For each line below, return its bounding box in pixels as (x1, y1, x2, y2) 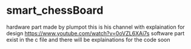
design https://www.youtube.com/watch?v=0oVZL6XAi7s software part (6, 29, 185, 36)
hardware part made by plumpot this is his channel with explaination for (6, 23, 185, 30)
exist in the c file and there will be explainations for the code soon (6, 36, 171, 43)
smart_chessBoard (6, 4, 104, 17)
